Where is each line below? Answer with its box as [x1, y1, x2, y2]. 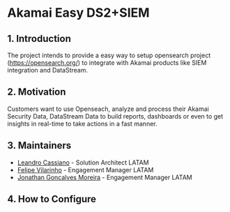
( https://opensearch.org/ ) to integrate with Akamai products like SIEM [7, 59, 207, 67]
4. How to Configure [7, 193, 96, 205]
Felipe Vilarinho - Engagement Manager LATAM [17, 165, 154, 174]
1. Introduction [7, 33, 71, 45]
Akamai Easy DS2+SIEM [7, 5, 150, 21]
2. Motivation [7, 86, 66, 98]
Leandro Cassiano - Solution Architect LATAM [17, 158, 149, 167]
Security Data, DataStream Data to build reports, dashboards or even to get [7, 112, 224, 120]
